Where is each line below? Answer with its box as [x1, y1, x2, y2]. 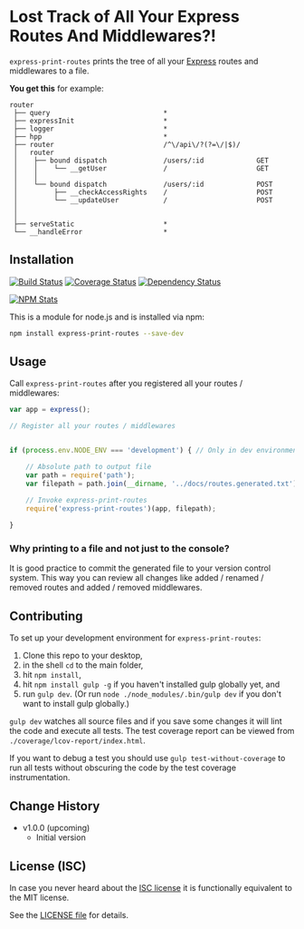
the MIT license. [9, 892, 70, 903]
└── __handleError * [13, 227, 168, 237]
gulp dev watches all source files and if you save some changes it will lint [9, 716, 282, 727]
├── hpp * [13, 132, 168, 142]
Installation [9, 252, 74, 268]
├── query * [13, 108, 168, 117]
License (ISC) [9, 858, 87, 874]
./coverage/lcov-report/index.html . [9, 735, 147, 746]
